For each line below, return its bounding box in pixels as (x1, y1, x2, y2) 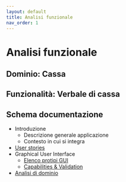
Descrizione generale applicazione (23, 131, 109, 139)
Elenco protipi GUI (23, 157, 68, 164)
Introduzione (14, 125, 46, 133)
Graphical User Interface (14, 150, 75, 158)
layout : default (6, 8, 46, 15)
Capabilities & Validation (23, 163, 83, 170)
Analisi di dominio (14, 170, 58, 177)
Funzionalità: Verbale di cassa (6, 89, 120, 99)
